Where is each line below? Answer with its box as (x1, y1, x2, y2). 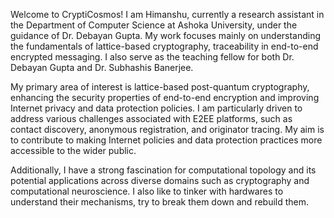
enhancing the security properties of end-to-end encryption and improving (10, 92, 320, 103)
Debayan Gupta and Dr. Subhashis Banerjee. (10, 62, 194, 73)
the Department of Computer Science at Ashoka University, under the (10, 19, 298, 31)
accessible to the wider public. (10, 145, 137, 156)
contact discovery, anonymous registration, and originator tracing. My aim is (10, 124, 325, 135)
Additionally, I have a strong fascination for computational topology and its (10, 164, 317, 176)
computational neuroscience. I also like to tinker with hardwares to (10, 185, 284, 197)
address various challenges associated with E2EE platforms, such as (10, 113, 293, 124)
